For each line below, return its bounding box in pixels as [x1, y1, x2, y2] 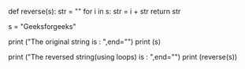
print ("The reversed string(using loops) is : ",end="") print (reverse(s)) [8, 53, 238, 61]
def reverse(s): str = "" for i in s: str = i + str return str [8, 7, 181, 16]
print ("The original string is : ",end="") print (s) [8, 37, 161, 46]
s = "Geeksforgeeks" [8, 22, 76, 31]
